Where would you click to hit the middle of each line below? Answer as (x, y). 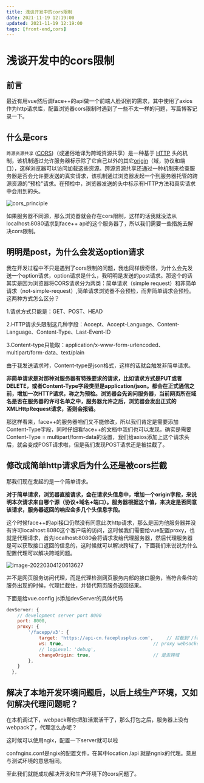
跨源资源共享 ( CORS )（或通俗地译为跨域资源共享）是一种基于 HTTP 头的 (94, 153)
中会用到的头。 (25, 191)
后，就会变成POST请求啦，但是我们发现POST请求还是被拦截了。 (87, 444)
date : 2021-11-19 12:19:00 (40, 18)
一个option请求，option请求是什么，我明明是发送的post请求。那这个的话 (102, 275)
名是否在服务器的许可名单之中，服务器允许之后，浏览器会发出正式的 (91, 401)
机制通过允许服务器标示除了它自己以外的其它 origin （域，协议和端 (104, 161)
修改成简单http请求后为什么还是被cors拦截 (87, 465)
